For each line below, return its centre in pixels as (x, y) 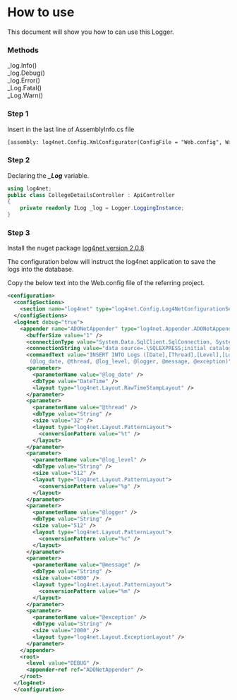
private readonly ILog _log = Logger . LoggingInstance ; (102, 208)
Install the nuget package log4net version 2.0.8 (76, 248)
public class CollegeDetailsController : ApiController (91, 195)
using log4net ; (30, 188)
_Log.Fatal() (25, 88)
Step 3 (19, 233)
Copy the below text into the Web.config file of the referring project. (106, 283)
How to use (41, 12)
